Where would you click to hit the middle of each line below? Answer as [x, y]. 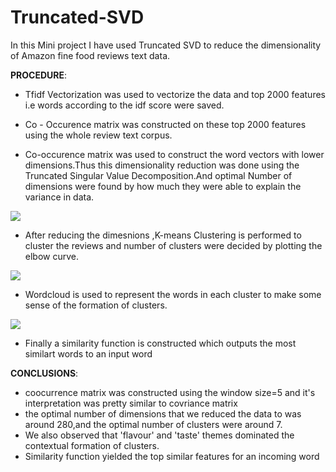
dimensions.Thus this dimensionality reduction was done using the [162, 165]
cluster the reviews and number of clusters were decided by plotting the [173, 245]
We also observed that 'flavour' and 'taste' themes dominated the [159, 435]
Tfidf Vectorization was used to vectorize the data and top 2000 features [175, 94]
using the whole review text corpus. [98, 135]
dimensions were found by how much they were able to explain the [163, 186]
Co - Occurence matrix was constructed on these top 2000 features [165, 124]
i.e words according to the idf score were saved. [124, 105]
